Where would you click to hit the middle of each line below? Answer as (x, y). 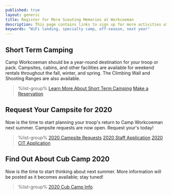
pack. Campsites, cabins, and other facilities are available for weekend (80, 68)
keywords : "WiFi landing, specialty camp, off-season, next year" (78, 29)
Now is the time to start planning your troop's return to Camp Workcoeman (84, 122)
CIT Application (34, 143)
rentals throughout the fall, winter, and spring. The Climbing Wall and (78, 73)
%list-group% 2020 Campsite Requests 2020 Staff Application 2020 (90, 137)
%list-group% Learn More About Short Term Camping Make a (83, 88)
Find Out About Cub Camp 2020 (58, 159)
